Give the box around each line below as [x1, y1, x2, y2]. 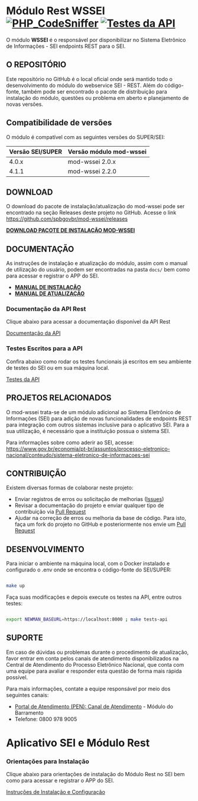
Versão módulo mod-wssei [67, 147, 147, 156]
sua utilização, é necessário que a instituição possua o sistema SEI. [6, 427, 170, 434]
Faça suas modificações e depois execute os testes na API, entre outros [6, 593, 182, 601]
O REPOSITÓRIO [6, 60, 67, 70]
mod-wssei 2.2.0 [67, 167, 117, 175]
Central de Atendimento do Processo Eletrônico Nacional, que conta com [6, 661, 184, 668]
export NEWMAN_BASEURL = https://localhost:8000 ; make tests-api [6, 616, 168, 622]
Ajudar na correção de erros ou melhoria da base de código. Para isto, [14, 515, 186, 522]
